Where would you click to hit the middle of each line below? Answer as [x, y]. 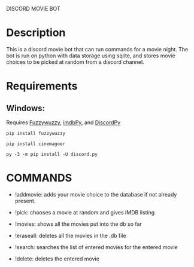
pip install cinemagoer [36, 144]
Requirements [42, 86]
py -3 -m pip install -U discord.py [52, 154]
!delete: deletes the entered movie [57, 259]
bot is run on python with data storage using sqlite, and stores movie [91, 56]
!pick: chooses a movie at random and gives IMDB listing [85, 212]
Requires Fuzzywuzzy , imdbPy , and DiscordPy [63, 122]
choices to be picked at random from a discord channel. [75, 62]
